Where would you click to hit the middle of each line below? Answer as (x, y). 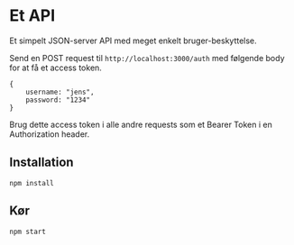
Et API (32, 16)
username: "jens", (60, 92)
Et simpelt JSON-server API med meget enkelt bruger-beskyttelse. (133, 41)
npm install (32, 183)
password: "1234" (58, 100)
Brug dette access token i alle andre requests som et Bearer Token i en (141, 124)
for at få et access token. (55, 68)
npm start (28, 231)
